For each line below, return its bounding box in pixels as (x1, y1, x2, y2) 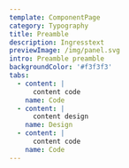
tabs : (9, 71, 29, 80)
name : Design (25, 121, 73, 130)
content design (32, 112, 89, 121)
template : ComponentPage (9, 12, 101, 22)
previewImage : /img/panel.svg (9, 46, 121, 55)
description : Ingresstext (9, 37, 104, 47)
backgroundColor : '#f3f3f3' (9, 63, 113, 72)
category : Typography (9, 21, 89, 30)
